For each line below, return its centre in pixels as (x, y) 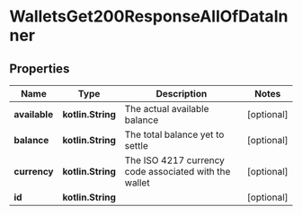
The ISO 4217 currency (174, 160)
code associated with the (178, 172)
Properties (40, 69)
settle (136, 146)
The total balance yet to (174, 134)
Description (182, 94)
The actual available (167, 109)
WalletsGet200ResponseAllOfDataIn (149, 17)
